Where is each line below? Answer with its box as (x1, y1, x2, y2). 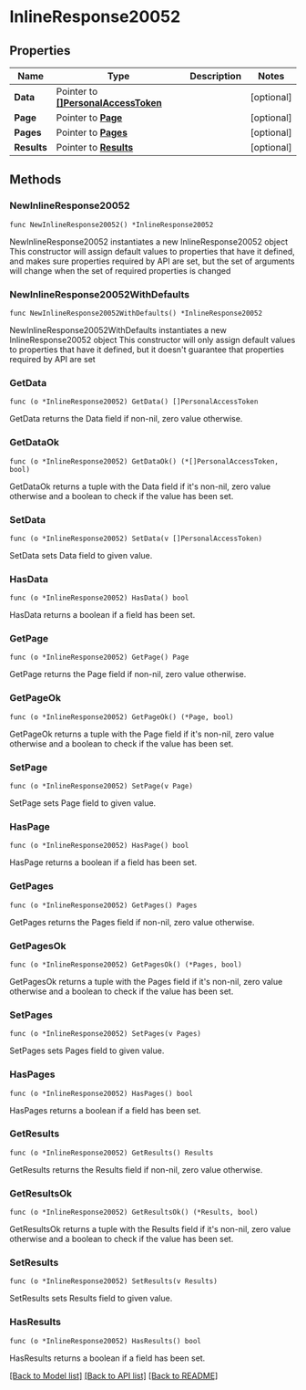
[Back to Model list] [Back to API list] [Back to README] (9, 1370, 219, 1381)
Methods (9, 172, 62, 188)
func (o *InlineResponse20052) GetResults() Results (9, 1148, 214, 1157)
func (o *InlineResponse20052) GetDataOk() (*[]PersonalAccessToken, (9, 456, 280, 466)
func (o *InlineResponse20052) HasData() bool (9, 593, 189, 603)
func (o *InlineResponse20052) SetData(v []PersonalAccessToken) (9, 534, 262, 543)
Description (189, 70, 242, 82)
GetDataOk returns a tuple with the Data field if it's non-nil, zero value (9, 481, 271, 492)
